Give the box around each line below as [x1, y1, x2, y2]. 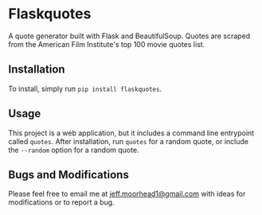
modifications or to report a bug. [8, 197, 115, 207]
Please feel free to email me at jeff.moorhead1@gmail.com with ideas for [8, 189, 246, 199]
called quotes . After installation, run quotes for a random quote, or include [8, 136, 249, 146]
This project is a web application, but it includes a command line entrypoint [8, 128, 255, 138]
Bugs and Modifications [8, 168, 129, 182]
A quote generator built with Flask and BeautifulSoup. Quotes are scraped [8, 31, 251, 41]
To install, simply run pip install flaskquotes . [8, 84, 162, 93]
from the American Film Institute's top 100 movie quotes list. [8, 39, 205, 49]
